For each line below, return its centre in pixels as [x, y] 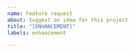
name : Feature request [40, 13]
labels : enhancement [37, 33]
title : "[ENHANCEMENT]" [42, 26]
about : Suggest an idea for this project [68, 20]
